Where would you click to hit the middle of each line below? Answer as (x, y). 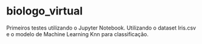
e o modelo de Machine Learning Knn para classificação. (77, 34)
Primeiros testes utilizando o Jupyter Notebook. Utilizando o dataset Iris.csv (101, 28)
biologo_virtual (45, 11)
